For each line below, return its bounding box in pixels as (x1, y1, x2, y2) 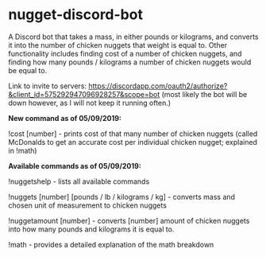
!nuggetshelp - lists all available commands (8, 177, 150, 186)
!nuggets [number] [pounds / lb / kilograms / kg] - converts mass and (8, 192, 236, 201)
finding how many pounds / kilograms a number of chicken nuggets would (8, 57, 252, 67)
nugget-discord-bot (8, 6, 143, 24)
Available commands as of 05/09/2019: (8, 161, 141, 170)
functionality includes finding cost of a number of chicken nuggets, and (8, 49, 242, 58)
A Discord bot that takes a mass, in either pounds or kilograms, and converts (8, 32, 259, 41)
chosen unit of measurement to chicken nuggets (8, 201, 167, 210)
